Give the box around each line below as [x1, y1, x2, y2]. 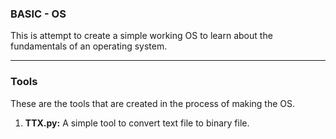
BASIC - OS [10, 7, 67, 21]
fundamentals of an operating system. [10, 40, 168, 52]
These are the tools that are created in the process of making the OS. [10, 97, 296, 109]
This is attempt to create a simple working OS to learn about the [10, 30, 273, 42]
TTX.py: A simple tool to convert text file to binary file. [24, 117, 250, 129]
